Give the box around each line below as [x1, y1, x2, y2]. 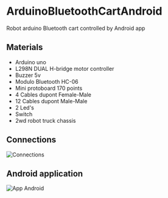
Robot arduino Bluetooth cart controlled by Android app [6, 24, 145, 32]
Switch [15, 110, 33, 117]
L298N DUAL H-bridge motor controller [15, 65, 114, 72]
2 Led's [15, 104, 35, 111]
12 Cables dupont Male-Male [15, 97, 88, 105]
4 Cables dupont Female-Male [15, 90, 91, 98]
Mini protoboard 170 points [15, 84, 83, 92]
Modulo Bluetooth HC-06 [15, 78, 79, 85]
